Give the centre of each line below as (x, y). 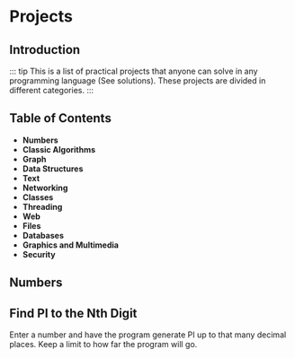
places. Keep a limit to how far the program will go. (103, 345)
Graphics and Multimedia (71, 245)
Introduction (45, 50)
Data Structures (53, 169)
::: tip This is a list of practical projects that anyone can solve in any (134, 71)
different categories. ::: (52, 90)
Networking (45, 188)
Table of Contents (61, 118)
